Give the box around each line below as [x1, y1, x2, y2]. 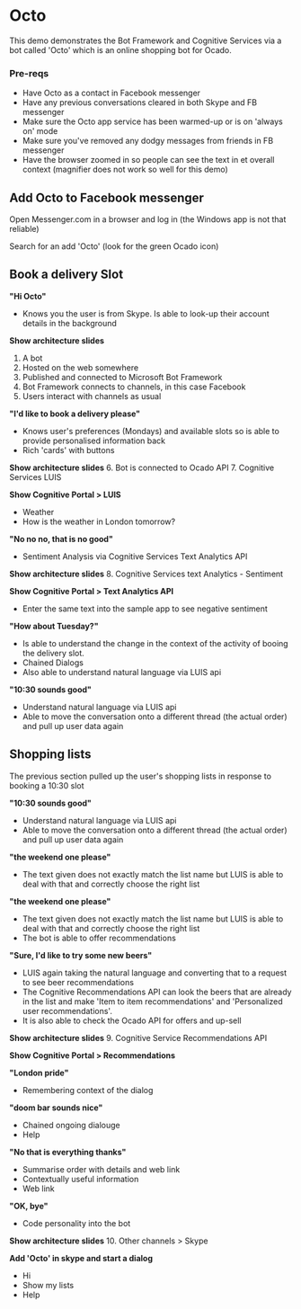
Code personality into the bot [22, 1217, 131, 1228]
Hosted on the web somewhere [22, 361, 139, 373]
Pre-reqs [9, 67, 49, 79]
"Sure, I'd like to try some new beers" [9, 949, 153, 960]
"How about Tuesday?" [9, 620, 99, 631]
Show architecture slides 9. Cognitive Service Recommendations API [9, 1032, 268, 1043]
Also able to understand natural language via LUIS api [22, 666, 222, 677]
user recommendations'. [22, 1005, 112, 1016]
